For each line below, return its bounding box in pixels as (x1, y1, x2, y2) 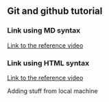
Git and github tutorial (7, 5, 103, 17)
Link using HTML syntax (7, 58, 90, 67)
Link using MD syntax (7, 26, 81, 35)
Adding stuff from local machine (7, 86, 98, 95)
